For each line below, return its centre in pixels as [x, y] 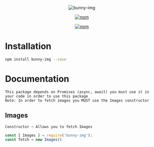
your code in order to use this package [47, 96]
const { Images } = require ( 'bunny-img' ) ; [49, 135]
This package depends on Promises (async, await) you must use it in [77, 92]
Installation [28, 46]
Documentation [37, 79]
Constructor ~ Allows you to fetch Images [49, 126]
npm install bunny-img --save [36, 59]
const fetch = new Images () [34, 140]
